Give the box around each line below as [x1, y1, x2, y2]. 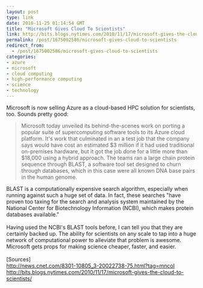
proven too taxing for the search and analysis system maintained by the [6, 197, 184, 205]
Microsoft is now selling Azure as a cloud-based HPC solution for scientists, [6, 104, 195, 111]
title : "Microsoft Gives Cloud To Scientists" [6, 25, 126, 32]
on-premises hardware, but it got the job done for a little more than [21, 147, 188, 155]
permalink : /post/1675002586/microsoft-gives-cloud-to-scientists [6, 37, 177, 43]
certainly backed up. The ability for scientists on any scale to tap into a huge [6, 230, 196, 237]
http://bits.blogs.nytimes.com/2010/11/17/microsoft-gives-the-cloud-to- [6, 268, 184, 275]
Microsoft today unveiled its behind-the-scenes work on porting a [21, 122, 185, 129]
